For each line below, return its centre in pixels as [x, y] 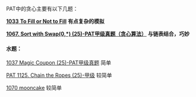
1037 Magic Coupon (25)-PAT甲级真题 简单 [59, 63]
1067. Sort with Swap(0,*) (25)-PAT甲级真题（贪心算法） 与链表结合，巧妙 [98, 34]
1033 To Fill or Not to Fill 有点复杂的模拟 [56, 21]
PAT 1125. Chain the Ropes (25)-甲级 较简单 [59, 75]
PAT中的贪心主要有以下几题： [42, 9]
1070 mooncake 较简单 [34, 88]
